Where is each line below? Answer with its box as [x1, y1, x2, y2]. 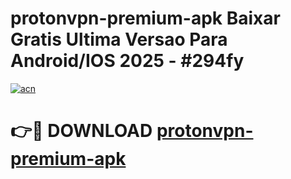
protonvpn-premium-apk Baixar [10, 7, 281, 30]
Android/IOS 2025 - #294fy [10, 50, 245, 72]
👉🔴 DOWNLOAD [10, 120, 153, 142]
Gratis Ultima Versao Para [10, 28, 228, 51]
